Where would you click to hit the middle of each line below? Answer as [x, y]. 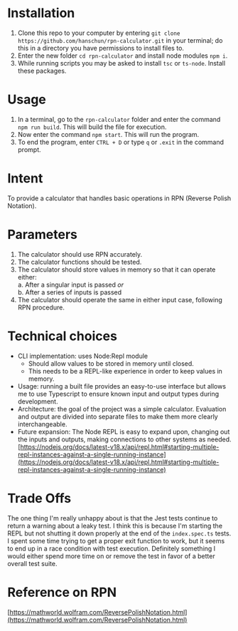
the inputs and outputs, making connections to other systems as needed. [125, 439]
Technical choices [62, 336]
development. [38, 401]
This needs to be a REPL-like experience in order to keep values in [125, 371]
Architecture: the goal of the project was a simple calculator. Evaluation [122, 409]
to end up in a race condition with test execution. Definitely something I [112, 548]
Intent [25, 179]
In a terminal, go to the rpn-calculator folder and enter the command [119, 119]
